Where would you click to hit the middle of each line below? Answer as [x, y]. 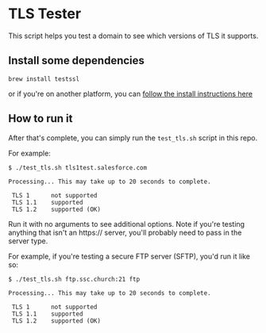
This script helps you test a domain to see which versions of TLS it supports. [133, 36]
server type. [28, 241]
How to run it [40, 119]
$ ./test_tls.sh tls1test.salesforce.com [78, 167]
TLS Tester [45, 14]
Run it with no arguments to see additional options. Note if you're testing [126, 224]
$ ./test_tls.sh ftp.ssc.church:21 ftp [74, 279]
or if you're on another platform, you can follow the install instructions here [130, 94]
